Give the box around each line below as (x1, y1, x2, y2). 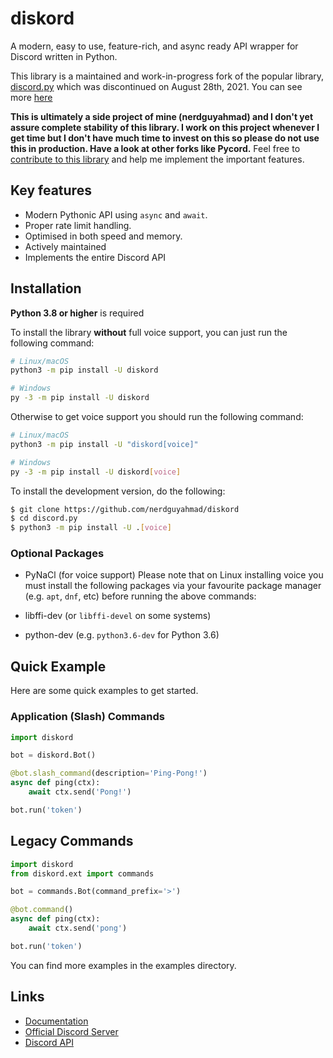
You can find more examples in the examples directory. (10, 959, 237, 971)
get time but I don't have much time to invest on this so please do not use (10, 132, 320, 144)
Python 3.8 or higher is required (10, 307, 145, 319)
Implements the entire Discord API (24, 251, 167, 263)
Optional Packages (10, 547, 105, 561)
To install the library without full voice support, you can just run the (10, 326, 288, 338)
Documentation (24, 1015, 89, 1027)
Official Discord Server (24, 1025, 119, 1037)
